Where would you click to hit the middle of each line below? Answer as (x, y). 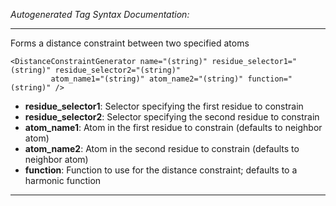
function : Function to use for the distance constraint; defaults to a (161, 170)
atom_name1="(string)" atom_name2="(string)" (147, 79)
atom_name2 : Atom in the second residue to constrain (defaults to (162, 148)
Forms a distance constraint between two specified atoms (130, 43)
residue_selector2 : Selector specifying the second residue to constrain (172, 117)
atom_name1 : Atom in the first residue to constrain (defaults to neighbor (173, 127)
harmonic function (63, 180)
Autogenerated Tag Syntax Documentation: (100, 14)
